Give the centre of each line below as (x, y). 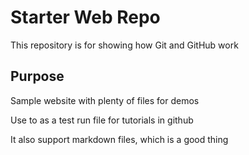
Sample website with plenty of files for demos (105, 100)
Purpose (37, 76)
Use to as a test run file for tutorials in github (102, 120)
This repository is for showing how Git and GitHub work (124, 45)
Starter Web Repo (85, 17)
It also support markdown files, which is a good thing (119, 139)
